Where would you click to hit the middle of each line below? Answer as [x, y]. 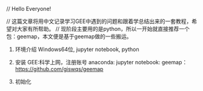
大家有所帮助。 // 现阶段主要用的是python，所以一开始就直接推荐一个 [103, 29]
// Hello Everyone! [29, 9]
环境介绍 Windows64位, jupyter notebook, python [77, 49]
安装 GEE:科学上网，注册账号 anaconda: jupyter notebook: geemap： [101, 62]
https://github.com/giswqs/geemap [59, 69]
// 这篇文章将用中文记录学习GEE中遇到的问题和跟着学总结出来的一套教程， [99, 21]
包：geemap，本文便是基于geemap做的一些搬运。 [69, 36]
